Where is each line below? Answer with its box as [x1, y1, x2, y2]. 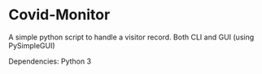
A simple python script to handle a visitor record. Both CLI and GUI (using [8, 32, 255, 42]
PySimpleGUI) [8, 40, 55, 50]
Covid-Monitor [8, 6, 111, 24]
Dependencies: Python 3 [8, 56, 92, 66]
